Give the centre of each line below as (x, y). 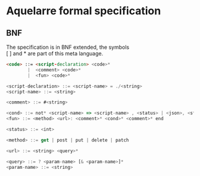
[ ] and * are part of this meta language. (55, 54)
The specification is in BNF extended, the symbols (68, 47)
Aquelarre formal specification (84, 11)
